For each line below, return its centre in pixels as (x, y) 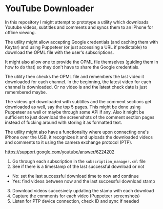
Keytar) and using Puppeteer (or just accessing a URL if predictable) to (76, 47)
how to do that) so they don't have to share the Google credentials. (72, 67)
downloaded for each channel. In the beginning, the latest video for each (78, 82)
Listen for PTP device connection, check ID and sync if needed (75, 201)
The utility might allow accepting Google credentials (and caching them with (81, 42)
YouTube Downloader (50, 9)
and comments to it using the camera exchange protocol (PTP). (69, 142)
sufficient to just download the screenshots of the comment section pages (80, 117)
